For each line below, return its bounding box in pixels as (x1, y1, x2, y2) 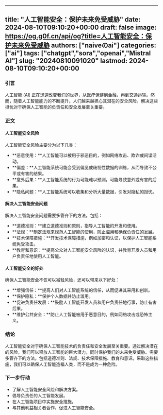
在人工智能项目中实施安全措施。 (12, 398, 76, 404)
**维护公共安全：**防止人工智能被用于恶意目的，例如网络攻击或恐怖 (12, 311, 148, 317)
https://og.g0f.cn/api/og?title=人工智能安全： (5, 32, 146, 40)
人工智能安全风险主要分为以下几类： (5, 142, 78, 148)
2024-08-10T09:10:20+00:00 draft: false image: (5, 23, 157, 32)
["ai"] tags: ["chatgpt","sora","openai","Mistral (5, 49, 151, 57)
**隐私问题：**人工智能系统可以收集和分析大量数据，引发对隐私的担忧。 (12, 189, 157, 194)
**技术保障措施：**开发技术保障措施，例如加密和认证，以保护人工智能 (12, 235, 153, 241)
